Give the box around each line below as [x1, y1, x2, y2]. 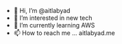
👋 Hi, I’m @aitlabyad [13, 7, 71, 14]
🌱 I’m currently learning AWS [13, 21, 95, 29]
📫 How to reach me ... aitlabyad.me [13, 29, 115, 37]
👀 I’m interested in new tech [13, 14, 93, 22]
